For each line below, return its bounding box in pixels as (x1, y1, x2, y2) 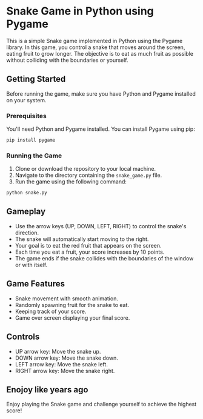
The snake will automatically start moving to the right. (15, 235, 149, 243)
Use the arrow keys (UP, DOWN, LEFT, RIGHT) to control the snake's (15, 222, 187, 229)
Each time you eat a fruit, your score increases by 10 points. (15, 248, 165, 256)
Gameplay (6, 206, 46, 217)
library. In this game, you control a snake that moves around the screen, (6, 44, 185, 51)
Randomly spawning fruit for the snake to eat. (15, 301, 129, 308)
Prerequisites (6, 111, 47, 120)
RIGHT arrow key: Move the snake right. (15, 367, 115, 374)
